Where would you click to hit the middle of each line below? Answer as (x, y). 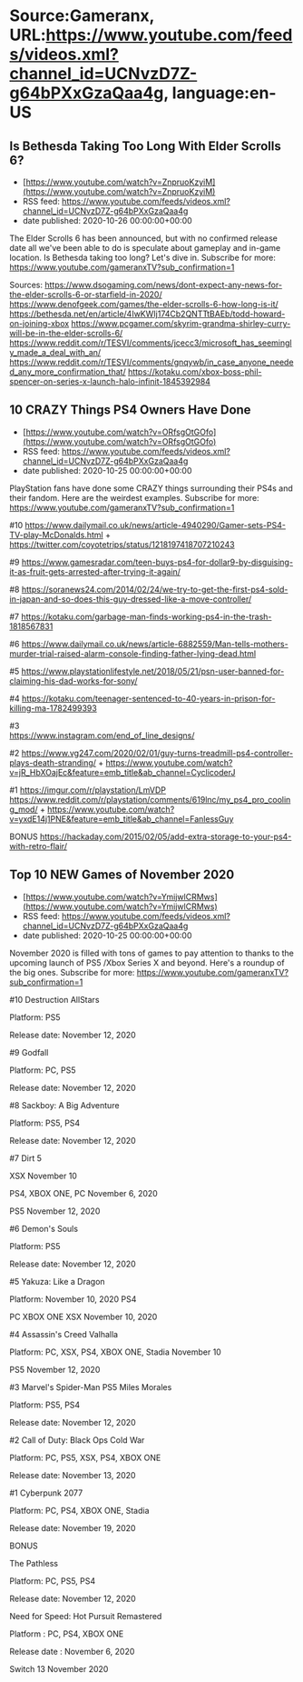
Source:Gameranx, (82, 16)
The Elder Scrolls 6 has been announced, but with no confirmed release (144, 238)
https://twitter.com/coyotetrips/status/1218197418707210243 (122, 544)
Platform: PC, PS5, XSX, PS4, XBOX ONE (85, 1457)
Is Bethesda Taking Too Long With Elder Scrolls (145, 146)
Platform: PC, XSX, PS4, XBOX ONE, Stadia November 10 (116, 1352)
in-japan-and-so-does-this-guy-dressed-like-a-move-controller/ (131, 599)
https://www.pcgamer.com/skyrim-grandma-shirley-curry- (181, 323)
